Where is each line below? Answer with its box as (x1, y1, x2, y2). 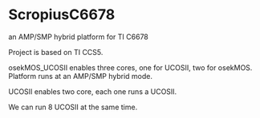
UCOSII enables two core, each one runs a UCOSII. (8, 86, 177, 96)
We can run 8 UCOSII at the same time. (8, 102, 138, 112)
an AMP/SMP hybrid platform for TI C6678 (8, 32, 148, 41)
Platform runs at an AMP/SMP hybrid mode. (8, 71, 152, 81)
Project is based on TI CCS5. (8, 47, 104, 57)
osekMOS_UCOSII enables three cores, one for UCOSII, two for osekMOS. (8, 62, 253, 73)
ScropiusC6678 (8, 6, 116, 24)
